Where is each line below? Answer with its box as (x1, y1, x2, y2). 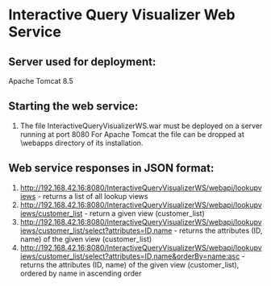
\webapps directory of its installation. (19, 138, 144, 147)
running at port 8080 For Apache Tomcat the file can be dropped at (19, 129, 244, 139)
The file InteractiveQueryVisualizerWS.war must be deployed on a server (19, 121, 263, 131)
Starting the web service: (8, 99, 139, 114)
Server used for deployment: (8, 55, 156, 68)
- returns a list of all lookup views (37, 191, 148, 201)
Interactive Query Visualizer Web (8, 6, 236, 24)
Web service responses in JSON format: (8, 161, 215, 175)
